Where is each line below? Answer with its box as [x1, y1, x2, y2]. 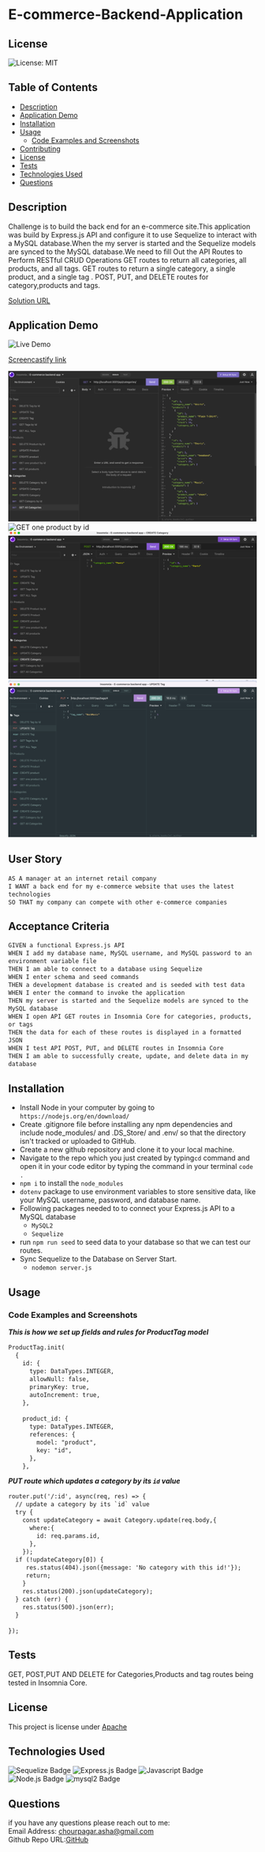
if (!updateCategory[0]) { [15, 1555, 104, 1564]
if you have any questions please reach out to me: [8, 1818, 170, 1827]
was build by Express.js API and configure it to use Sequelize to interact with [8, 230, 257, 239]
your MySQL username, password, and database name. [19, 1195, 201, 1205]
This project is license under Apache [8, 1721, 128, 1731]
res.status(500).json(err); [22, 1603, 114, 1611]
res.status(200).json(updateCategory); [22, 1587, 154, 1596]
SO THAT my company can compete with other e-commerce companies [8, 898, 227, 906]
